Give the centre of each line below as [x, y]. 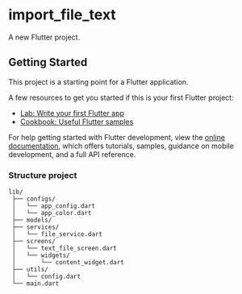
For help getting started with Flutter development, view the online [117, 137]
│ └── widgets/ [41, 255]
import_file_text [63, 15]
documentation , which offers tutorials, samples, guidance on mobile [121, 146]
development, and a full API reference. [72, 154]
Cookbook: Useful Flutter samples [77, 122]
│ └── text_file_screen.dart [64, 248]
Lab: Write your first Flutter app [72, 113]
